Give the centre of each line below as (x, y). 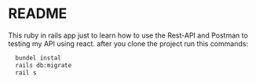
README (38, 14)
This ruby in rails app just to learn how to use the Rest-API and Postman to (128, 35)
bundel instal (38, 58)
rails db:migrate (44, 65)
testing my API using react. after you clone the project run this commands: (128, 43)
